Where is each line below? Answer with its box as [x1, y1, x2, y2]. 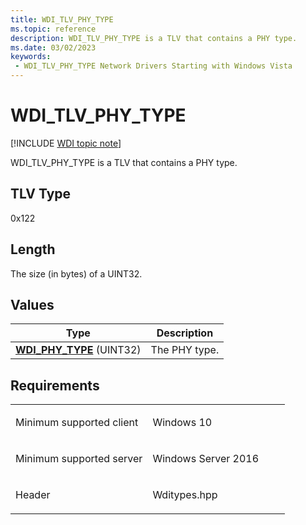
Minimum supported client [15, 416, 139, 430]
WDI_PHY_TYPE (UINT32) [15, 343, 142, 357]
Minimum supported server [15, 452, 143, 466]
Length [10, 241, 56, 258]
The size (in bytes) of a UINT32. [10, 267, 143, 280]
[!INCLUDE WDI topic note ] [10, 137, 122, 149]
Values [10, 296, 55, 313]
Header [15, 488, 51, 502]
